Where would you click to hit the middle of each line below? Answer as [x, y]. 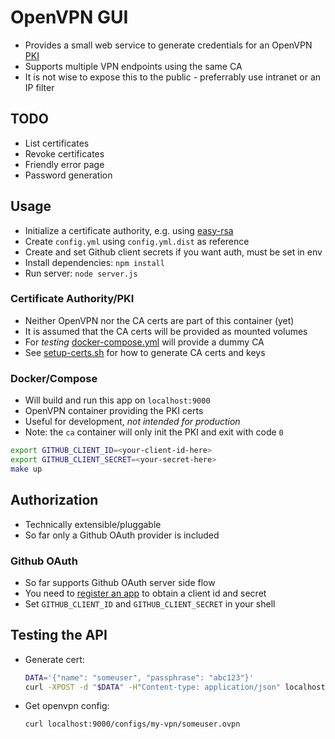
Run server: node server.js [81, 273]
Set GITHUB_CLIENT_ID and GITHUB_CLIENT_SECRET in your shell [150, 603]
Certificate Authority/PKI [72, 299]
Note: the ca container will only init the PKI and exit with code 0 [154, 432]
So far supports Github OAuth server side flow [120, 582]
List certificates [57, 143]
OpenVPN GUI [69, 17]
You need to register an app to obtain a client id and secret [145, 593]
